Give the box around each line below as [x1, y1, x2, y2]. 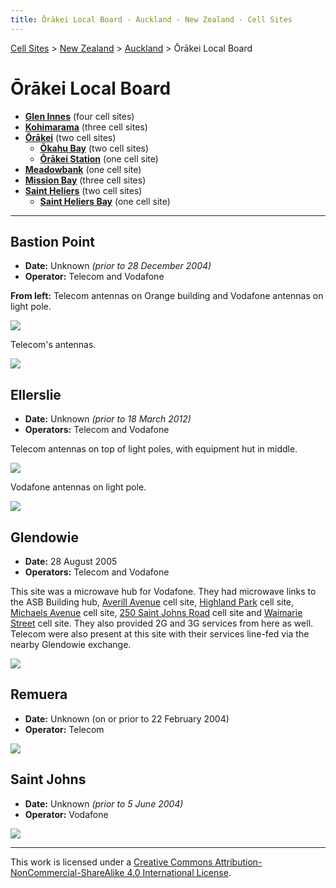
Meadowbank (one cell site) [24, 163, 142, 175]
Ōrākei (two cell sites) [24, 131, 117, 143]
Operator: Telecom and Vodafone [24, 271, 165, 283]
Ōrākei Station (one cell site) [39, 152, 159, 165]
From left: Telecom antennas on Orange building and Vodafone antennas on [10, 290, 324, 302]
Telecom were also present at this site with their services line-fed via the [10, 628, 310, 640]
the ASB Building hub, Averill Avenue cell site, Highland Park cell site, [10, 596, 295, 608]
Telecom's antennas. [10, 339, 97, 351]
